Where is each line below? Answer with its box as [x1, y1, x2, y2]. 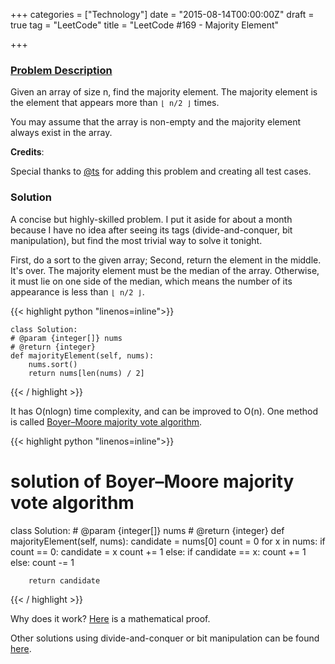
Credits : [10, 146, 45, 158]
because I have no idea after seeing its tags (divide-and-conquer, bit [10, 224, 293, 236]
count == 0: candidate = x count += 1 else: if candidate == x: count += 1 [10, 545, 307, 558]
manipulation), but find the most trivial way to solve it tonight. [10, 234, 263, 246]
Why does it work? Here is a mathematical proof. [10, 612, 211, 624]
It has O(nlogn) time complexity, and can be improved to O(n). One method [10, 405, 319, 417]
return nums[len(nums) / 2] [28, 368, 145, 378]
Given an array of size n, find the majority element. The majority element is [10, 86, 318, 98]
